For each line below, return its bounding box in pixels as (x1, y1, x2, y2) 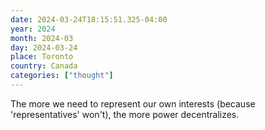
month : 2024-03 (10, 33, 74, 43)
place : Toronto (10, 52, 74, 62)
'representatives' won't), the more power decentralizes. (10, 108, 240, 120)
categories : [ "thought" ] (10, 71, 114, 81)
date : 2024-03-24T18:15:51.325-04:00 (10, 14, 168, 25)
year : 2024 (10, 24, 56, 34)
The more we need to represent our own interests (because (10, 97, 256, 110)
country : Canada (10, 61, 78, 71)
